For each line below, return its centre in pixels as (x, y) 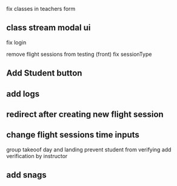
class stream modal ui (48, 28)
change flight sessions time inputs (73, 135)
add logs (23, 94)
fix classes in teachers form (41, 9)
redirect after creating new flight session (85, 114)
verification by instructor (37, 156)
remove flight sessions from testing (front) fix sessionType (79, 54)
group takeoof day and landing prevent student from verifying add (89, 149)
